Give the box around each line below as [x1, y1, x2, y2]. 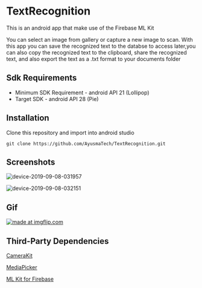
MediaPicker [6, 264, 37, 270]
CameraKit [6, 252, 33, 259]
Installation [6, 113, 49, 123]
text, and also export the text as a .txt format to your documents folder [6, 55, 181, 62]
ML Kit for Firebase [6, 275, 54, 283]
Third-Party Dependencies [6, 236, 109, 246]
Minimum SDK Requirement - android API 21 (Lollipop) [14, 89, 150, 96]
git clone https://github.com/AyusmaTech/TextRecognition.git [6, 140, 166, 146]
